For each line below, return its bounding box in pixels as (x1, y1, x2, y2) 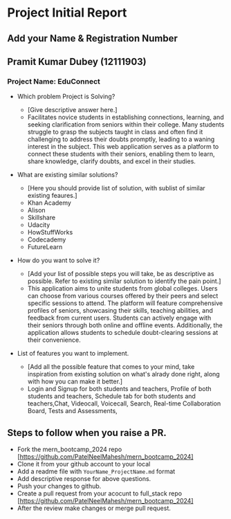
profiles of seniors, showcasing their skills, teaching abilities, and (27, 307, 213, 315)
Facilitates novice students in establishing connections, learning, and (27, 113, 224, 122)
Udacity (27, 221, 50, 229)
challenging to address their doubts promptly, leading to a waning (27, 135, 215, 143)
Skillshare (27, 213, 56, 222)
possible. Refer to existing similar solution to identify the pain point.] (27, 277, 221, 285)
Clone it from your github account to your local (17, 460, 151, 468)
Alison (27, 206, 46, 215)
